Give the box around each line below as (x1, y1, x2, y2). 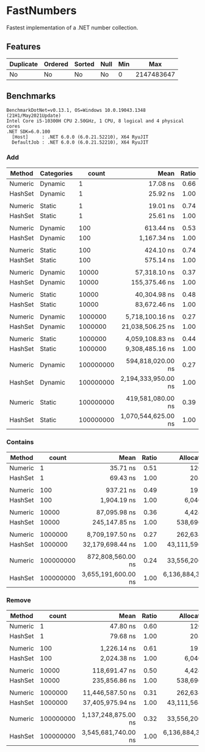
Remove (6, 596, 32, 605)
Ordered (43, 59, 69, 68)
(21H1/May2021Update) (6, 112, 62, 119)
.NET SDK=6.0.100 (6, 128, 51, 135)
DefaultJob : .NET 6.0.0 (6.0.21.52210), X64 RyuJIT (12, 139, 149, 146)
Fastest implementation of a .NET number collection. (6, 24, 138, 31)
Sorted (74, 59, 95, 68)
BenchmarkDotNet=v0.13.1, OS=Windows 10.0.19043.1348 (6, 107, 146, 113)
